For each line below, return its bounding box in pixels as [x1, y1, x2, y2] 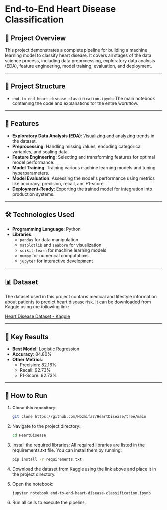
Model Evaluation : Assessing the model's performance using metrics [12, 175, 155, 181]
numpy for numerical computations [19, 253, 89, 259]
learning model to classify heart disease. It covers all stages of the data [5, 52, 152, 58]
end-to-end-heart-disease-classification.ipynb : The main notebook [12, 95, 155, 101]
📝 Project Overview [5, 34, 66, 42]
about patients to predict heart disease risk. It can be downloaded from [5, 299, 151, 305]
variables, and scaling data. [12, 148, 69, 155]
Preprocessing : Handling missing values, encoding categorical [12, 143, 142, 149]
